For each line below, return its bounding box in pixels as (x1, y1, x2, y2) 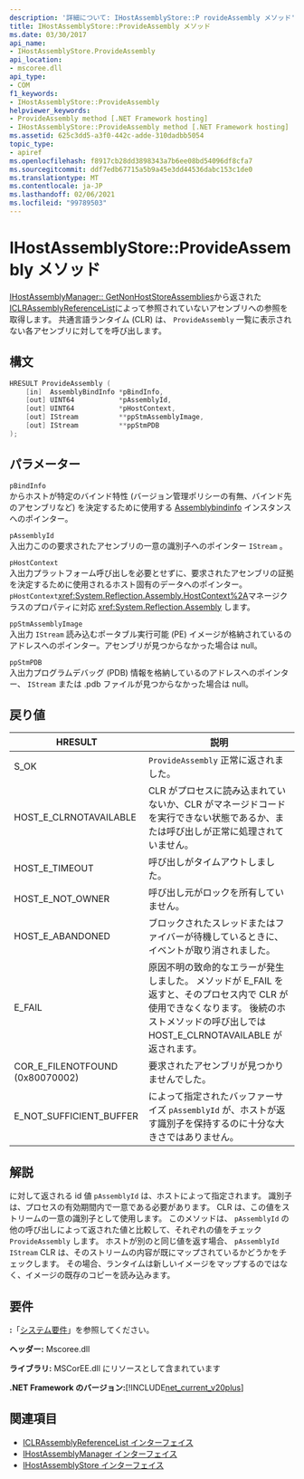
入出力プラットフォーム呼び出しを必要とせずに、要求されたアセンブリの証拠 (9, 567, 294, 578)
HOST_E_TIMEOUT (14, 862, 94, 875)
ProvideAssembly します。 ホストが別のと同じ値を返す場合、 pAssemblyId (9, 1235, 280, 1246)
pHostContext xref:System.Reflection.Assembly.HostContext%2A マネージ (9, 590, 280, 600)
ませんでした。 (147, 1073, 212, 1086)
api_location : (9, 55, 63, 64)
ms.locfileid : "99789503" (9, 198, 107, 208)
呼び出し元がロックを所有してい (147, 887, 285, 899)
